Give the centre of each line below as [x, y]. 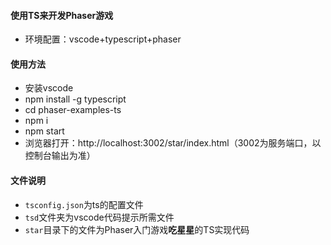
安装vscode [49, 88]
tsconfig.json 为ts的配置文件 [84, 204]
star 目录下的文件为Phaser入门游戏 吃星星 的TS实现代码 [137, 229]
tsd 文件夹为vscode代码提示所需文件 [99, 217]
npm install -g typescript [75, 99]
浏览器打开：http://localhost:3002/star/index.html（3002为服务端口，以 [173, 143]
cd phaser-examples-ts [73, 110]
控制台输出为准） [60, 156]
